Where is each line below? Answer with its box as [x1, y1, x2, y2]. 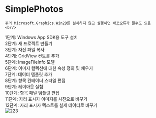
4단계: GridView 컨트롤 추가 [5, 53, 60, 59]
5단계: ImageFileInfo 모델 [5, 59, 55, 65]
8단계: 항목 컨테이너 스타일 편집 [5, 78, 65, 83]
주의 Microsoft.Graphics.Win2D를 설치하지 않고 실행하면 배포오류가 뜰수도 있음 [5, 21, 151, 26]
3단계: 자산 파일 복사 [5, 46, 45, 52]
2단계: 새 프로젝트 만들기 [5, 40, 53, 46]
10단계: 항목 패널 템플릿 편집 [5, 90, 60, 96]
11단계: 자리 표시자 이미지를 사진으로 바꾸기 [5, 96, 88, 102]
